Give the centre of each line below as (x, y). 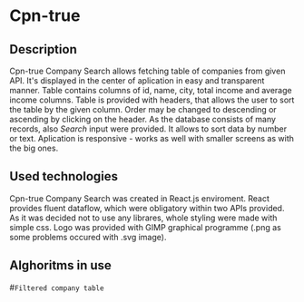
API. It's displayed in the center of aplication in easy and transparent (137, 81)
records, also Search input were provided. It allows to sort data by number (148, 129)
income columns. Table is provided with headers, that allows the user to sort (152, 100)
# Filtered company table (57, 287)
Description (43, 49)
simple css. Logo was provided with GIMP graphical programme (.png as (145, 227)
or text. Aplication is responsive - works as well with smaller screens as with (152, 138)
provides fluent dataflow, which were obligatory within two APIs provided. (147, 208)
